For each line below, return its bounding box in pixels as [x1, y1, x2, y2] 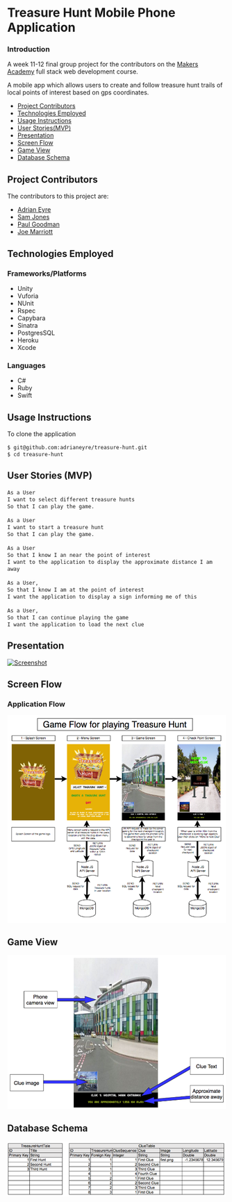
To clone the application [7, 430, 76, 438]
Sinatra [17, 321, 38, 329]
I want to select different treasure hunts [7, 496, 135, 503]
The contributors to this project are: [7, 192, 109, 201]
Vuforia [17, 292, 39, 300]
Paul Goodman [17, 220, 60, 228]
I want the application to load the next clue [7, 621, 144, 628]
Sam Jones [17, 213, 50, 222]
